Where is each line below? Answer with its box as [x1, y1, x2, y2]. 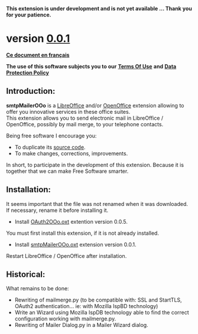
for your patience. [6, 11, 51, 18]
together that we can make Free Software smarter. [6, 168, 129, 175]
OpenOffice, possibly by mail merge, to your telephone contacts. [6, 120, 164, 127]
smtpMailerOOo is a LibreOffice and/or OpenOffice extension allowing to [6, 101, 184, 109]
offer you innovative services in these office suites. [6, 108, 131, 115]
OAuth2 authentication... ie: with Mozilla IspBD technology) [14, 303, 158, 310]
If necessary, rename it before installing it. [6, 207, 109, 214]
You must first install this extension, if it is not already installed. [6, 230, 160, 237]
